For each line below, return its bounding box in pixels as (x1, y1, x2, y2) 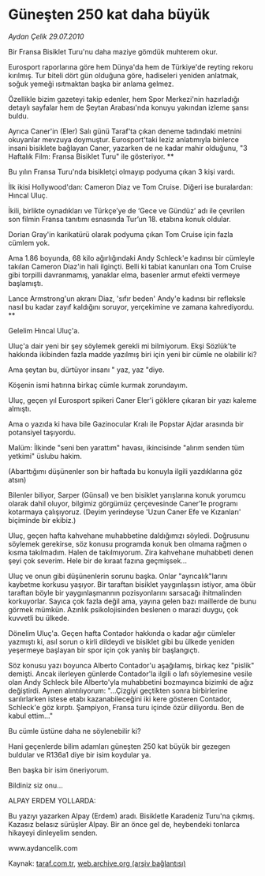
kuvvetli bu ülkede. (8, 613, 69, 622)
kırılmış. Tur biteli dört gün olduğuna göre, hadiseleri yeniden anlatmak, (8, 70, 239, 80)
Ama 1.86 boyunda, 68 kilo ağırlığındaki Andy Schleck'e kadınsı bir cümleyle (8, 253, 255, 262)
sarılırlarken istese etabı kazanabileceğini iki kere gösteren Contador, (8, 694, 233, 704)
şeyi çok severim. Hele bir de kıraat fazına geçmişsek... (8, 555, 188, 566)
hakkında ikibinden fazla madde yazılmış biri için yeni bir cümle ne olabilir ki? (8, 349, 257, 359)
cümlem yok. (8, 238, 50, 247)
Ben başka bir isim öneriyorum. (8, 765, 109, 775)
